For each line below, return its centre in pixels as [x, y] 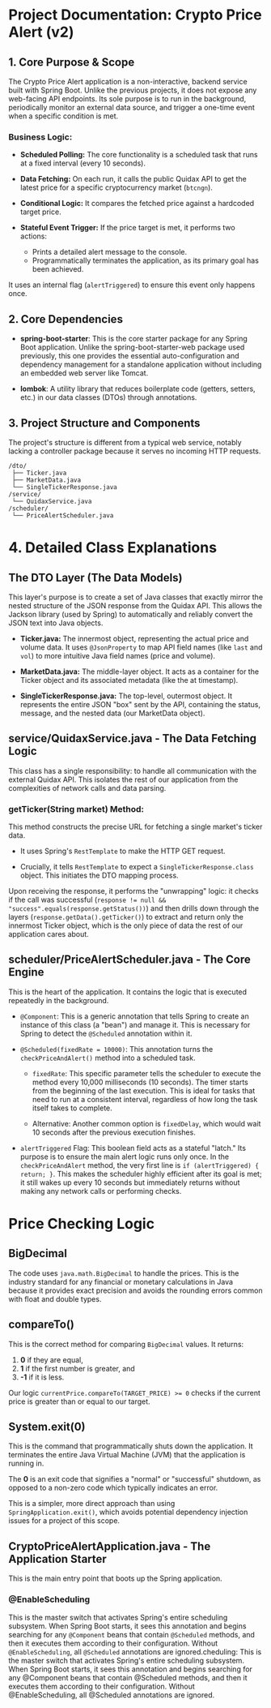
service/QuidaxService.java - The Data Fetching [133, 738]
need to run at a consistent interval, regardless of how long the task [145, 1099]
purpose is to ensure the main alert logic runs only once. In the [124, 1157]
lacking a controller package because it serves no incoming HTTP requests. [135, 451]
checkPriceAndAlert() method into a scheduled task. [108, 1058]
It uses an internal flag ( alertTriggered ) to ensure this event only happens [132, 285]
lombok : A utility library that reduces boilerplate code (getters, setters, [138, 389]
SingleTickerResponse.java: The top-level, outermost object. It [126, 696]
